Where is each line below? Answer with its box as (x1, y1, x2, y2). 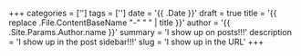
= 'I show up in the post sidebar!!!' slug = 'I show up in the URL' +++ (8, 36, 265, 47)
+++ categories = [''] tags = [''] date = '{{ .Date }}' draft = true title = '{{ (8, 8, 277, 18)
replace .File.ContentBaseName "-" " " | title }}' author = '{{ (8, 17, 231, 28)
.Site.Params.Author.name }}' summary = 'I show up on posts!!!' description (8, 27, 293, 37)
